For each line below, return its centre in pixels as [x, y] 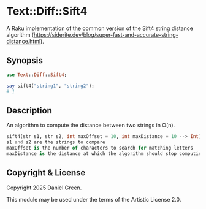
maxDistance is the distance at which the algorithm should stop [91, 154]
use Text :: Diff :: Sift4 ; [37, 75]
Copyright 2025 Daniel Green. [44, 188]
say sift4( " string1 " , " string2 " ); [51, 86]
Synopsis [25, 60]
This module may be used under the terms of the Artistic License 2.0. [94, 199]
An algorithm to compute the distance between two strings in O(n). [91, 125]
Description [29, 111]
